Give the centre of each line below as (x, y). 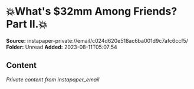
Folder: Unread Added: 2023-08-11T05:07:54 (62, 47)
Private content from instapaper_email (53, 79)
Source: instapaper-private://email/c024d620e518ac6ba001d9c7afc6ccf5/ (97, 40)
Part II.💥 (27, 24)
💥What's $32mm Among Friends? (92, 11)
